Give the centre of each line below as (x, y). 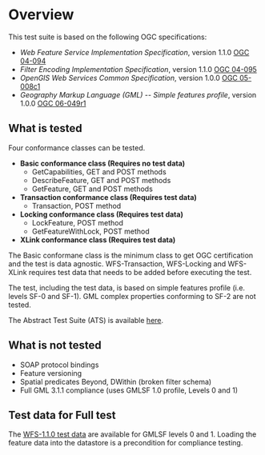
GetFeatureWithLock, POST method (90, 231)
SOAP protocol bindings (59, 365)
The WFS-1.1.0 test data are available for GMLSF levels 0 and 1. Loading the (132, 434)
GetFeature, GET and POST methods (92, 189)
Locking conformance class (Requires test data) (102, 214)
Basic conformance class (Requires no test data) (102, 163)
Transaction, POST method (76, 206)
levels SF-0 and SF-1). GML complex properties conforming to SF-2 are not (132, 296)
